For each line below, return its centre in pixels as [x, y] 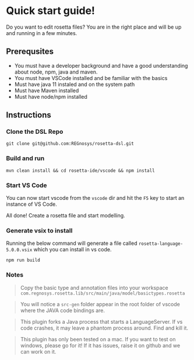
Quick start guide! [50, 11]
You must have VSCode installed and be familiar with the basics [91, 78]
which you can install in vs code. [73, 250]
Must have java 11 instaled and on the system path [75, 84]
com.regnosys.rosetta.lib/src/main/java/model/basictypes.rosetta [103, 293]
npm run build [23, 260]
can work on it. [38, 351]
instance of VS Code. [31, 204]
